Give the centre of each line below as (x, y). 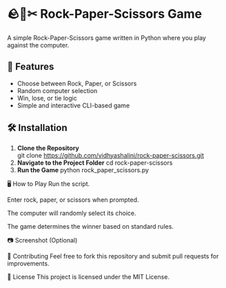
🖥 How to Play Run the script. (49, 183)
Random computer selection (57, 90)
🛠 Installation (37, 128)
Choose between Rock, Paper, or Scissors (77, 83)
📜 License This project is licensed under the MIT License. (89, 276)
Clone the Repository (48, 148)
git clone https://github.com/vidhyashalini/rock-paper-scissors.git (111, 155)
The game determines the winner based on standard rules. (91, 226)
